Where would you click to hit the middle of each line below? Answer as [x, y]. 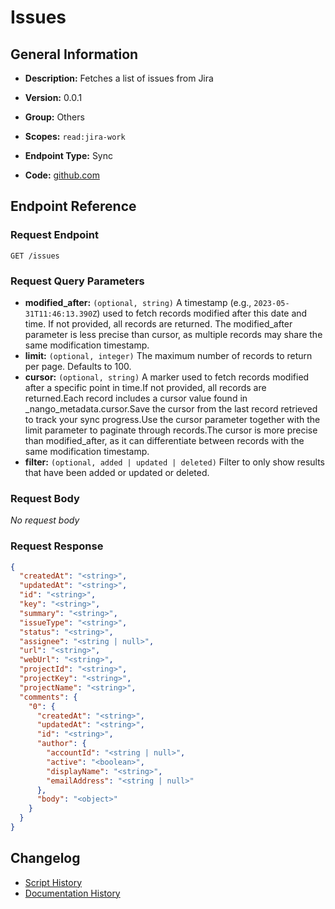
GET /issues [35, 256]
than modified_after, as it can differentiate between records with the [164, 440]
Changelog [45, 858]
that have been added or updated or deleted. [117, 472]
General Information [74, 54]
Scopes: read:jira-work [75, 136]
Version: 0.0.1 [53, 97]
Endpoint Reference [73, 206]
